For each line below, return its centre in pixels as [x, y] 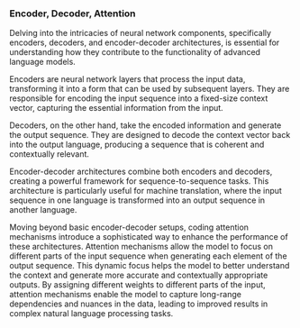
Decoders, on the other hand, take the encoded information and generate [145, 125]
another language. [43, 210]
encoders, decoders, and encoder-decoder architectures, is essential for [145, 42]
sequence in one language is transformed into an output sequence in [137, 200]
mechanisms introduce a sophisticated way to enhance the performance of [149, 237]
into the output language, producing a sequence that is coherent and [137, 145]
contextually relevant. [50, 154]
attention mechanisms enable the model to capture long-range [125, 295]
